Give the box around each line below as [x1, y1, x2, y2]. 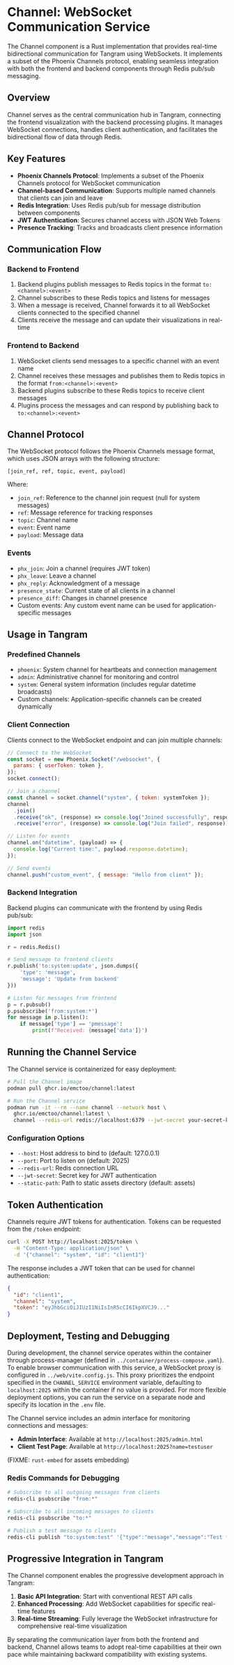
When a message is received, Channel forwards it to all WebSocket [17, 301, 210, 310]
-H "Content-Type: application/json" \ [13, 1245, 130, 1252]
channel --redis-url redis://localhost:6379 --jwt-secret [13, 1117, 186, 1124]
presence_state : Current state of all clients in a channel [17, 586, 175, 595]
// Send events [7, 865, 52, 872]
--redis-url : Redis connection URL [17, 1164, 119, 1172]
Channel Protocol [7, 428, 84, 440]
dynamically [17, 702, 52, 711]
